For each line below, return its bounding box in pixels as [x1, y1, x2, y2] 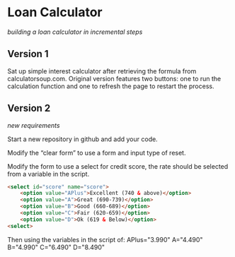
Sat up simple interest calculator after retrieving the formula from [7, 66, 197, 75]
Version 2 [7, 102, 51, 114]
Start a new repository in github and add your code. [7, 135, 158, 143]
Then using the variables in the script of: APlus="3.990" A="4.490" [7, 235, 203, 244]
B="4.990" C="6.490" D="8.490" [7, 243, 105, 251]
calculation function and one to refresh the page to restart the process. [7, 82, 214, 90]
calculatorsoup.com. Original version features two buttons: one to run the [7, 74, 222, 83]
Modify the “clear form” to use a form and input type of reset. [7, 148, 186, 157]
